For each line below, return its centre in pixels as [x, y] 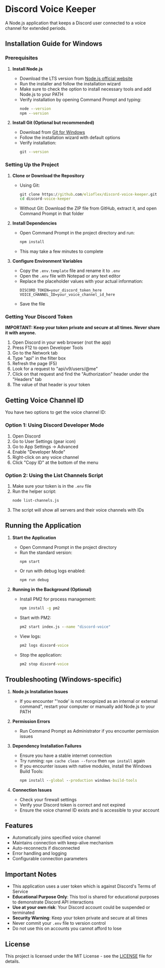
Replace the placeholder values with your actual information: [81, 281]
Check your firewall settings [48, 799]
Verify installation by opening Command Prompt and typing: [81, 99]
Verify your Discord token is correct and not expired [72, 805]
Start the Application [34, 537]
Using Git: [30, 185]
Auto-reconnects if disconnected [46, 848]
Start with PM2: [35, 618]
